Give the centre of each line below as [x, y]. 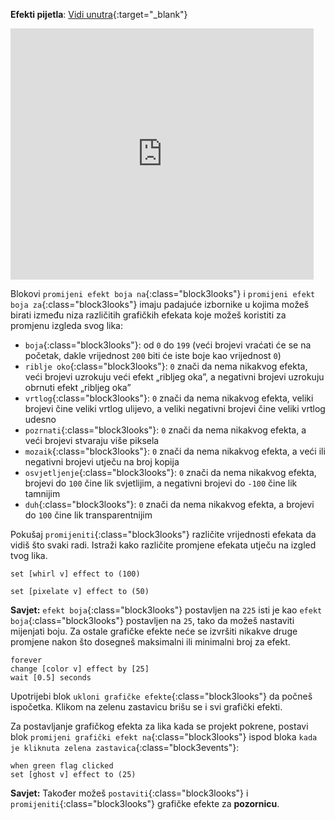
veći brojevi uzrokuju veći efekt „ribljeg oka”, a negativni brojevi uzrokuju [174, 377]
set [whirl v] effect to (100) [75, 574]
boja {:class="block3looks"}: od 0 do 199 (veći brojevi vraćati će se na [168, 345]
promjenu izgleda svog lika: [66, 325]
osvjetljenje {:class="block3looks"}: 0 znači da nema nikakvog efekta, [170, 472]
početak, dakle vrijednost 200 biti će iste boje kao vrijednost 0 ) [153, 355]
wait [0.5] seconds [51, 678]
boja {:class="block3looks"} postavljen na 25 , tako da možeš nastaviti [152, 620]
